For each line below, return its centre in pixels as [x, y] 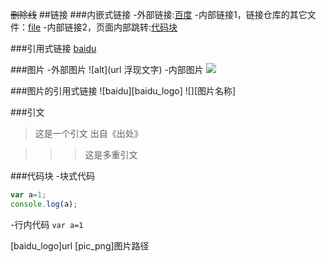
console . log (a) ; [44, 204]
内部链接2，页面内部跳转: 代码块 [112, 27]
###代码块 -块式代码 [52, 176]
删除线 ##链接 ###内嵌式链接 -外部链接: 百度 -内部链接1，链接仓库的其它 [159, 14]
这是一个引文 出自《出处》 [88, 133]
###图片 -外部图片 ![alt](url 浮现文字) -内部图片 [107, 69]
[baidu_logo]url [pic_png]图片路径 [80, 245]
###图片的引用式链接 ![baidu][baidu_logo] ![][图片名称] [123, 91]
